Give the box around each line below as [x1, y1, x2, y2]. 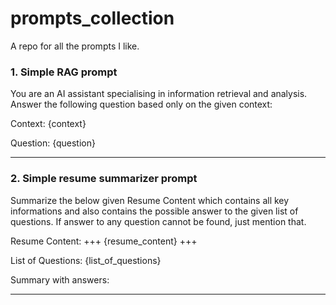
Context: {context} [10, 118, 87, 130]
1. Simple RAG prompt [10, 65, 118, 79]
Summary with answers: [10, 273, 110, 286]
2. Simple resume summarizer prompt [10, 172, 198, 186]
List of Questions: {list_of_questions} [10, 254, 162, 266]
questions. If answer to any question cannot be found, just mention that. [10, 215, 307, 227]
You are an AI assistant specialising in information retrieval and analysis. [10, 88, 308, 100]
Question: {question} [10, 137, 96, 149]
